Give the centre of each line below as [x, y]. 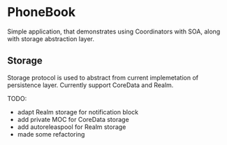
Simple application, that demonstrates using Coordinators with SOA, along [114, 31]
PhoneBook [41, 12]
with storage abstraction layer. [51, 38]
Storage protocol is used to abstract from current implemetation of [103, 77]
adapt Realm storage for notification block [78, 112]
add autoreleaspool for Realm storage [72, 127]
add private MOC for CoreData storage [73, 119]
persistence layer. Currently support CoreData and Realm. [90, 85]
